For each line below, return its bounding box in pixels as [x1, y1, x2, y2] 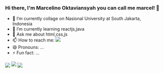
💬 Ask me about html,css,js [12, 32, 68, 37]
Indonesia [12, 21, 33, 27]
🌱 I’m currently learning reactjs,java [12, 26, 85, 32]
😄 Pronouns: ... [12, 44, 44, 50]
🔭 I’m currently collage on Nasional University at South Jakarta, [12, 16, 141, 22]
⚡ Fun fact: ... [12, 50, 40, 56]
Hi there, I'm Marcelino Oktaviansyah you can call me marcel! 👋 [5, 4, 160, 11]
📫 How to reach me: [12, 37, 55, 43]
